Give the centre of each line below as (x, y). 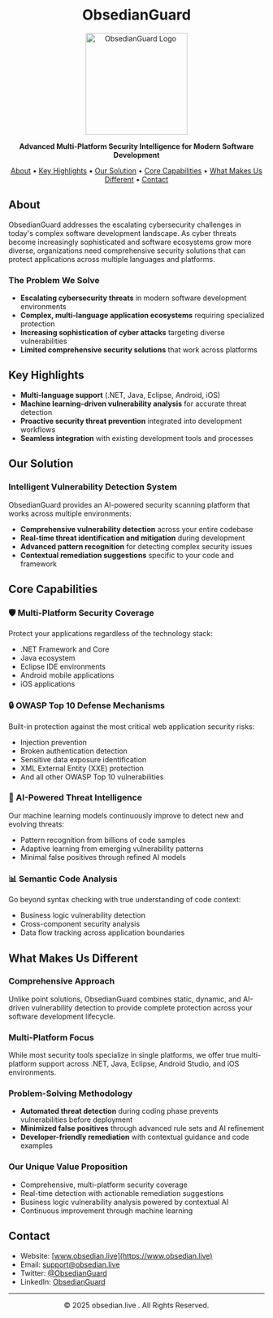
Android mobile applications (67, 675)
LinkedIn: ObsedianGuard (63, 1281)
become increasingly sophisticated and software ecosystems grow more (130, 242)
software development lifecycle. (62, 1016)
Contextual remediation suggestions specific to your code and (127, 555)
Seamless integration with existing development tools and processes (136, 438)
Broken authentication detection (74, 751)
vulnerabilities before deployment (76, 1119)
